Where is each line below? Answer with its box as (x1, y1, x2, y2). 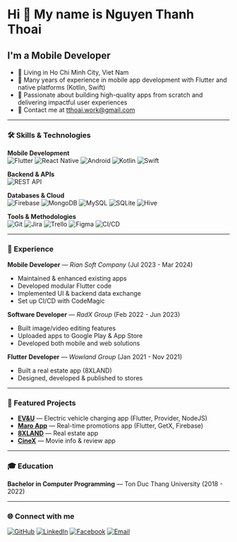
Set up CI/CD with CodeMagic (17, 296, 106, 305)
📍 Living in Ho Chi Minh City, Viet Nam (17, 68, 129, 76)
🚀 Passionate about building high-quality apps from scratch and (17, 91, 203, 99)
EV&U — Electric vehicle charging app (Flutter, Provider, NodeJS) (17, 414, 208, 422)
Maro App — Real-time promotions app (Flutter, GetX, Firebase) (17, 421, 204, 430)
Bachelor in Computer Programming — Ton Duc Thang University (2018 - (7, 480, 224, 488)
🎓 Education (7, 461, 54, 471)
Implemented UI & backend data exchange (17, 289, 141, 297)
